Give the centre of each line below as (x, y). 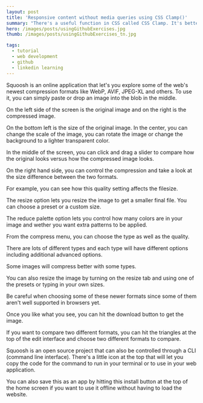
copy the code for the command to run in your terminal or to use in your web (101, 363)
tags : (13, 45)
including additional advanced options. (54, 254)
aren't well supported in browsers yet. (53, 302)
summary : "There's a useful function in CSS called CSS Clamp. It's (94, 23)
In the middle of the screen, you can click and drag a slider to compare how (100, 152)
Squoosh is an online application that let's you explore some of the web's (97, 85)
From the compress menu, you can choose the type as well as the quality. (98, 236)
